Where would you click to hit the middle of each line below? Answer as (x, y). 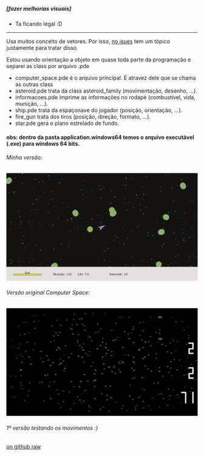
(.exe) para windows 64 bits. (43, 144)
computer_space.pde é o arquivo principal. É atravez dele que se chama (105, 78)
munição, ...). (32, 103)
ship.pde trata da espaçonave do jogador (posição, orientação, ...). (99, 110)
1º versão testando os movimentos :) (52, 428)
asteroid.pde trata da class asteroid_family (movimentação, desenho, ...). (106, 91)
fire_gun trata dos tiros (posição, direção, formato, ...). (83, 116)
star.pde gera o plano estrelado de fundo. (67, 123)
